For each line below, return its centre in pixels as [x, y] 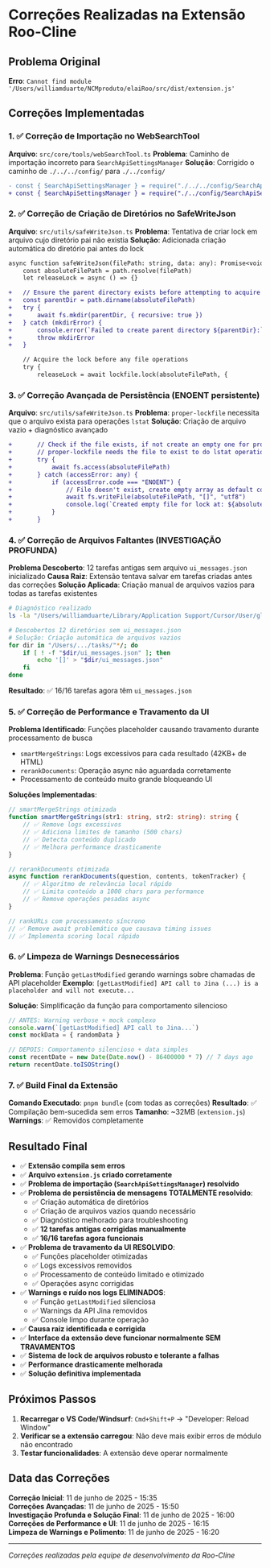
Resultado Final [48, 1146]
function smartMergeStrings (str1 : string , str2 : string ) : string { [124, 817]
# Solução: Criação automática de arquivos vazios [95, 638]
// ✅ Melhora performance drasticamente [92, 847]
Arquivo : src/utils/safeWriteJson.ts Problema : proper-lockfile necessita [134, 413]
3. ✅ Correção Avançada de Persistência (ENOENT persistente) [134, 395]
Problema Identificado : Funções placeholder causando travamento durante [134, 730]
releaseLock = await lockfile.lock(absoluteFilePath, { [133, 375]
